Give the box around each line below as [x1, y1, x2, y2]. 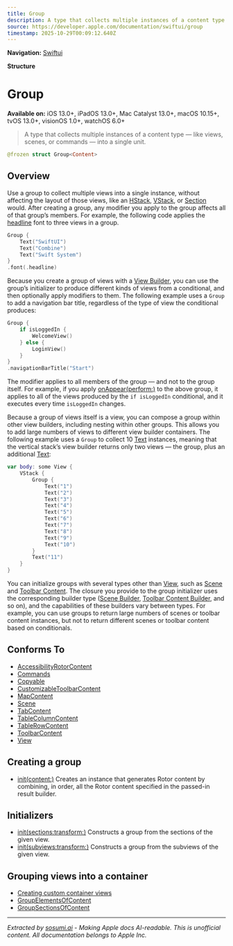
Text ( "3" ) [44, 496, 73, 503]
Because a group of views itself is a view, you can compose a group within [7, 413, 221, 421]
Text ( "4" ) [44, 502, 73, 509]
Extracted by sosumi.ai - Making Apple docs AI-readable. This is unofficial [7, 924, 221, 932]
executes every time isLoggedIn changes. [7, 400, 126, 408]
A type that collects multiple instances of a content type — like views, [24, 130, 223, 139]
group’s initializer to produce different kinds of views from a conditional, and [7, 284, 225, 293]
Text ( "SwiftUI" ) [19, 238, 67, 245]
